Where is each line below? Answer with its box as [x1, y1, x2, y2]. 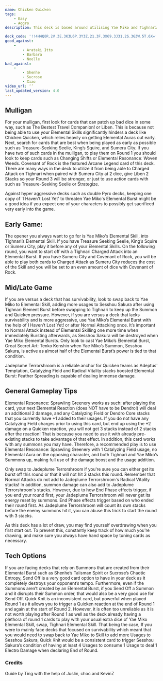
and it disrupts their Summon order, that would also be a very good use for [5, 591, 154, 596]
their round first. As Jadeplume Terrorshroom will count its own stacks [5, 502, 146, 508]
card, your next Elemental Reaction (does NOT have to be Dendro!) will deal [5, 405, 156, 411]
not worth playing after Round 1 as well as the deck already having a [5, 611, 141, 617]
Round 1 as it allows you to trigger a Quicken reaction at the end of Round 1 [5, 601, 155, 607]
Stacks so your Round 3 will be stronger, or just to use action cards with [5, 176, 149, 182]
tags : [5, 12, 16, 17]
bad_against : [5, 61, 32, 66]
